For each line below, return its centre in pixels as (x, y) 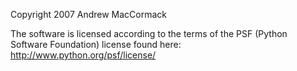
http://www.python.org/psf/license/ (83, 55)
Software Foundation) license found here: (96, 44)
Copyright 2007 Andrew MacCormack (89, 14)
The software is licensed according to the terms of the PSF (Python (149, 33)
